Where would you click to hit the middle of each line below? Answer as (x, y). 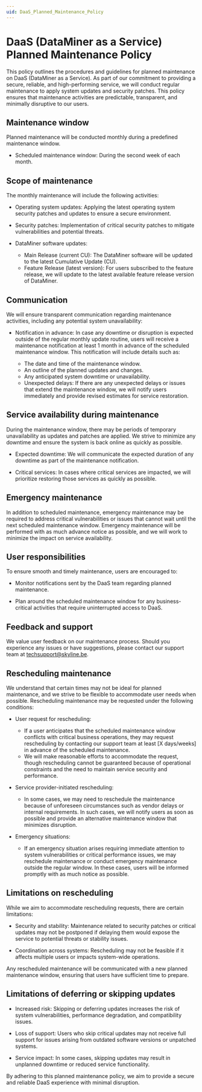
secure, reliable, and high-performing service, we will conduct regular (93, 84)
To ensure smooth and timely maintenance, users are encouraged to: (92, 571)
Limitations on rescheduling (60, 893)
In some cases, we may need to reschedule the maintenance (99, 799)
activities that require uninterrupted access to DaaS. (98, 608)
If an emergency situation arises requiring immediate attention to (104, 849)
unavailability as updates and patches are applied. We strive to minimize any (101, 436)
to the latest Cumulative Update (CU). (71, 261)
